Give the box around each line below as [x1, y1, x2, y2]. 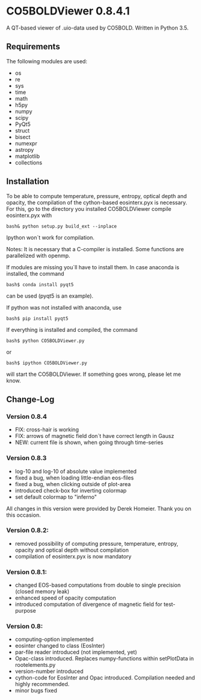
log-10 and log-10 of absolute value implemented [14, 467, 137, 475]
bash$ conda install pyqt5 [6, 281, 74, 287]
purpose [14, 607, 36, 614]
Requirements [6, 42, 60, 52]
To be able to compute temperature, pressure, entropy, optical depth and [6, 192, 187, 199]
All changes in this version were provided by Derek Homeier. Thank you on [6, 505, 191, 512]
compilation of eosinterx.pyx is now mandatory [14, 552, 132, 560]
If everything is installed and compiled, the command [6, 326, 138, 333]
